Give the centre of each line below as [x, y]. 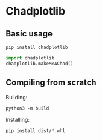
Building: [17, 97]
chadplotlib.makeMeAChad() [40, 64]
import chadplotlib [30, 58]
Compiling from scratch [51, 83]
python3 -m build [27, 108]
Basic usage [29, 34]
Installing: [18, 119]
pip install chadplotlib [37, 47]
